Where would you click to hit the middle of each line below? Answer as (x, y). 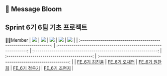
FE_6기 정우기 (27, 68)
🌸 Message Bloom (34, 9)
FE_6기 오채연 (121, 62)
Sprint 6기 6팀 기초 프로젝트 (46, 27)
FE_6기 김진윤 (90, 62)
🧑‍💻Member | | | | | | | (42, 40)
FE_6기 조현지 (57, 68)
